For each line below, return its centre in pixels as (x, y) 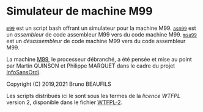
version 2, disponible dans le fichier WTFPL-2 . (65, 102)
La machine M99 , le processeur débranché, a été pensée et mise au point (99, 59)
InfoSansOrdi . (24, 72)
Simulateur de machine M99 (79, 11)
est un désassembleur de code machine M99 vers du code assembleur (96, 41)
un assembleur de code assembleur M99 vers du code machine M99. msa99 (102, 34)
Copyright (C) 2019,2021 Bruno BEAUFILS (59, 84)
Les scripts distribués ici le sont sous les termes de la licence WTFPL (93, 96)
